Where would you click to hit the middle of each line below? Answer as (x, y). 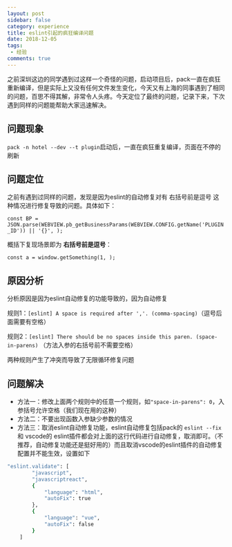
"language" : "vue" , (72, 518)
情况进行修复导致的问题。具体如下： (64, 206)
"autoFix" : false (69, 524)
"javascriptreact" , (60, 479)
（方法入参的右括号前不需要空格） (88, 345)
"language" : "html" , (74, 492)
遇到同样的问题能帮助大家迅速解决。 (59, 105)
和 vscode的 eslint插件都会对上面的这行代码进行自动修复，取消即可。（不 (120, 436)
